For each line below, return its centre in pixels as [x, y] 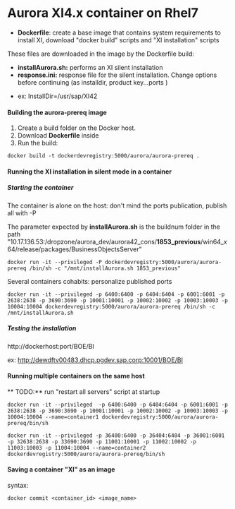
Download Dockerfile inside [58, 136]
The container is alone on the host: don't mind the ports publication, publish [117, 205]
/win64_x [214, 241]
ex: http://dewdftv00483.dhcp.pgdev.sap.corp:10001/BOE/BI [95, 360]
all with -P [22, 212]
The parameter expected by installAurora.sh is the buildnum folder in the [114, 227]
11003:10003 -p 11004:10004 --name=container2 [77, 448]
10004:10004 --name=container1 [53, 417]
